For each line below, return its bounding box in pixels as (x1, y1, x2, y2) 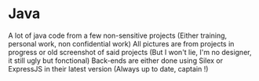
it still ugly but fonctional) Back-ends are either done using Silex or (8, 56, 224, 65)
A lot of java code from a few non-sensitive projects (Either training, (8, 31, 228, 40)
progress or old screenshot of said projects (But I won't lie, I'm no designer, (8, 47, 252, 57)
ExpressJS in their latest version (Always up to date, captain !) (8, 64, 209, 73)
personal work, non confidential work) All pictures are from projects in (8, 39, 235, 48)
